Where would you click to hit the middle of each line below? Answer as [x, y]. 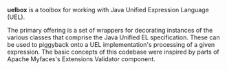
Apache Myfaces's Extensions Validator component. [82, 59]
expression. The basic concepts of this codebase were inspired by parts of [113, 52]
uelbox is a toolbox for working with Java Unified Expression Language [108, 10]
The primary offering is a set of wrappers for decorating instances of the [110, 30]
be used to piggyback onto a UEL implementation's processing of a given [111, 45]
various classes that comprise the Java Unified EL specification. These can [113, 37]
